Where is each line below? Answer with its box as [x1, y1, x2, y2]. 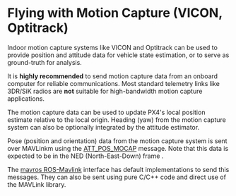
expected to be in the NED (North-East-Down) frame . [7, 152, 164, 160]
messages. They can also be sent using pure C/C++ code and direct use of [7, 173, 226, 181]
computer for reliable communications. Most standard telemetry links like [7, 79, 220, 87]
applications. [7, 94, 45, 103]
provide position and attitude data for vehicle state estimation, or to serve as [7, 51, 230, 59]
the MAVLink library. [7, 180, 66, 188]
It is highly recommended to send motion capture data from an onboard [7, 72, 218, 80]
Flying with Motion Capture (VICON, [7, 5, 223, 21]
